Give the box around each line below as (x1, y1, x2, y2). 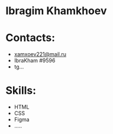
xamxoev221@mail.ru (14, 51, 66, 58)
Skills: (5, 84, 37, 97)
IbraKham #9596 (14, 57, 56, 64)
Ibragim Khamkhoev (5, 4, 107, 18)
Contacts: (5, 31, 56, 45)
